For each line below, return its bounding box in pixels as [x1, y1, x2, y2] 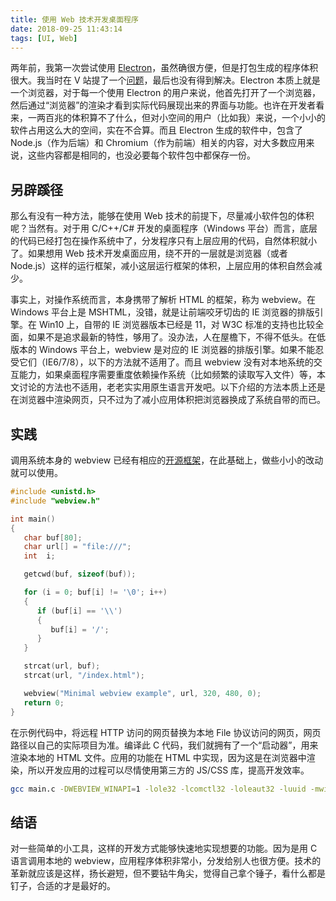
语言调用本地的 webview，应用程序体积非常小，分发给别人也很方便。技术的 [10, 855, 322, 867]
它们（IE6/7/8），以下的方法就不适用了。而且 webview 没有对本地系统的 [18, 356, 314, 368]
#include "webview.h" [10, 496, 101, 506]
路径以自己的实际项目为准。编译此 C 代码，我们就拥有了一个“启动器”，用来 [10, 739, 319, 751]
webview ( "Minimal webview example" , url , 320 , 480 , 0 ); [23, 688, 262, 698]
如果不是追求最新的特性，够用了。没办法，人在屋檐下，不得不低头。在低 [27, 331, 326, 343]
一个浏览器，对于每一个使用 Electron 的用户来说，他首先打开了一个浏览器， [10, 87, 322, 99]
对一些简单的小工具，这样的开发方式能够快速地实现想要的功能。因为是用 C [10, 842, 318, 855]
